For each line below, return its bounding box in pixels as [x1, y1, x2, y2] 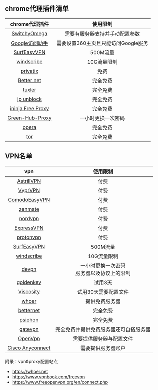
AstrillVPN [17, 177, 41, 184]
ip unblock [17, 95, 42, 102]
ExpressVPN [14, 224, 44, 231]
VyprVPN [18, 187, 40, 194]
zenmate [19, 205, 40, 212]
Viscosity [18, 288, 40, 295]
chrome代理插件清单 [5, 4, 69, 13]
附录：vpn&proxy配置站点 [5, 358, 58, 364]
